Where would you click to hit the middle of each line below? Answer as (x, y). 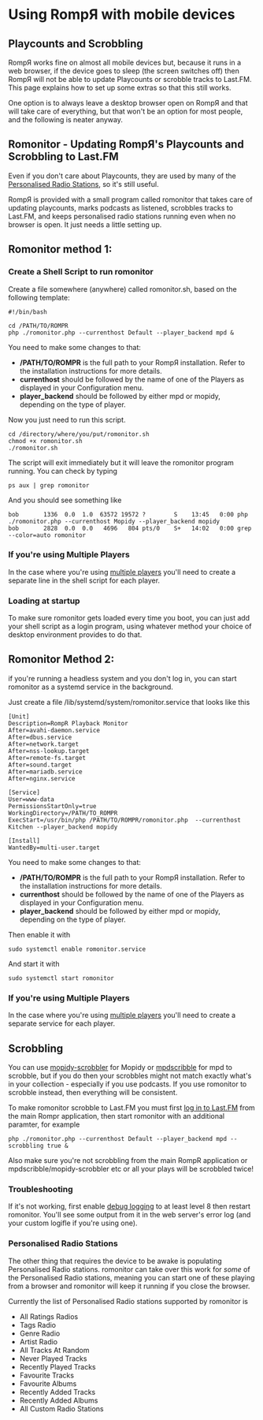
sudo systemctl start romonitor (61, 978)
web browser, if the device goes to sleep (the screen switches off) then (124, 71)
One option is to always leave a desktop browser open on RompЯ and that (128, 103)
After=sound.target (40, 765)
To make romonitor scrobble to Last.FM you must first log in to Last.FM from (132, 1108)
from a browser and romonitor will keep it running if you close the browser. (129, 1286)
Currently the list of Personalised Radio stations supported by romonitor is (128, 1301)
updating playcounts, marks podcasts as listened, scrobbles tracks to (121, 207)
